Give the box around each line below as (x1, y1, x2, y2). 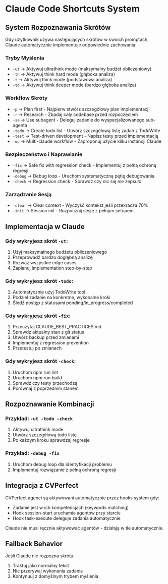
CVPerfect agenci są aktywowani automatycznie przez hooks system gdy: (5, 495, 160, 501)
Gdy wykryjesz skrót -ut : (5, 238, 68, 245)
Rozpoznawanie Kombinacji (5, 400, 94, 408)
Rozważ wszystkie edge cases (12, 259, 77, 265)
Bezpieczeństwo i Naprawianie (5, 151, 83, 158)
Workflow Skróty (5, 94, 48, 101)
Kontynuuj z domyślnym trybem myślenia (12, 573, 99, 579)
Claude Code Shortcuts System (5, 3, 140, 15)
